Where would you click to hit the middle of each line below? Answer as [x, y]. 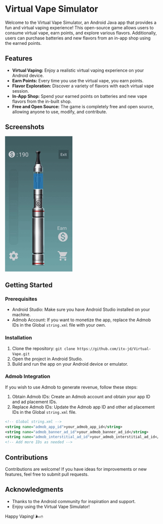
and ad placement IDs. [34, 402]
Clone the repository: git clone [43, 348]
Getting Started [29, 285]
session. [20, 91]
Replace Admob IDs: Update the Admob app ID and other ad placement [83, 407]
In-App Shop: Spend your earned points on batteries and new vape [80, 96]
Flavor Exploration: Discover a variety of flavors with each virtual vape [83, 86]
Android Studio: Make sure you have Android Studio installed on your [81, 310]
